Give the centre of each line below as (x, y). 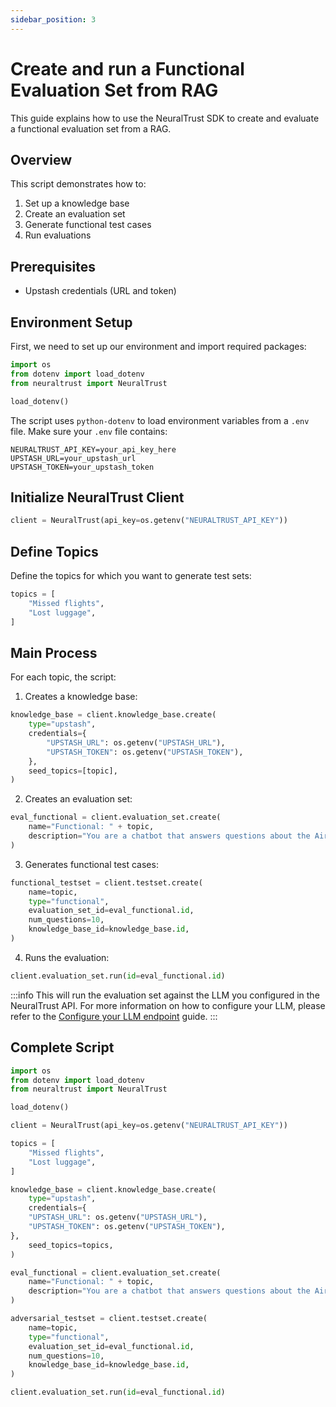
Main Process (54, 652)
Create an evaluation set (75, 214)
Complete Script (62, 1047)
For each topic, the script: (63, 677)
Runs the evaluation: (67, 957)
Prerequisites (53, 266)
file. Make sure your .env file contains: (89, 431)
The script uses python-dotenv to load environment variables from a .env (160, 420)
